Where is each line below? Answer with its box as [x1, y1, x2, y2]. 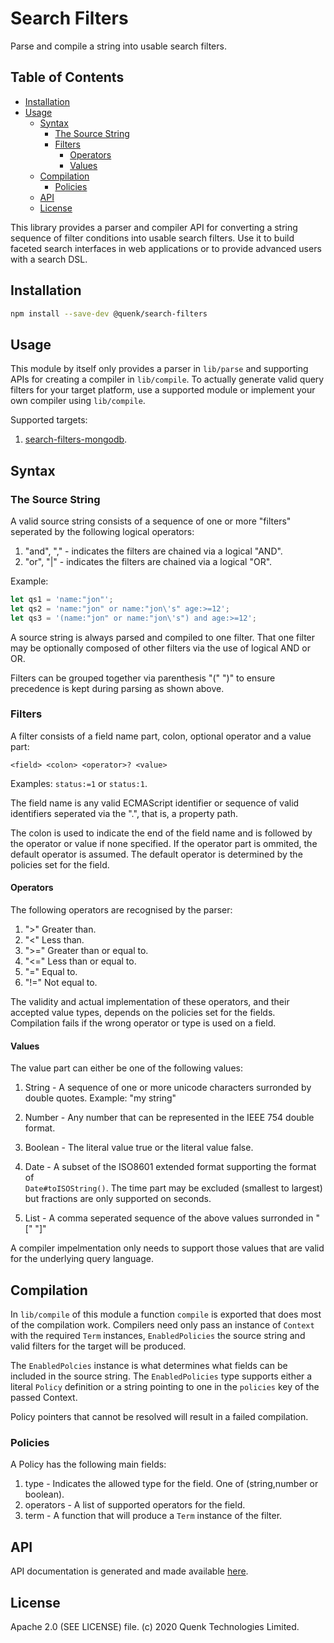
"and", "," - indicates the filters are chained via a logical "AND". [24, 545, 283, 557]
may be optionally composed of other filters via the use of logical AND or [10, 642, 312, 654]
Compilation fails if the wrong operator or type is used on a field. [10, 1017, 277, 1029]
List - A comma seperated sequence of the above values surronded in [24, 1212, 314, 1224]
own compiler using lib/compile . [10, 395, 146, 407]
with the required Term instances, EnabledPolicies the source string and [10, 1330, 306, 1342]
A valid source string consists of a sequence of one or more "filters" [10, 515, 292, 527]
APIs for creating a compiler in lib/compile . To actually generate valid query [10, 373, 325, 386]
